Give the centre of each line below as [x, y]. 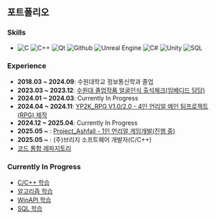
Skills [17, 33]
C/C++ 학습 [33, 183]
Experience [27, 66]
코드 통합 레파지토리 [44, 148]
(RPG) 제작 [32, 115]
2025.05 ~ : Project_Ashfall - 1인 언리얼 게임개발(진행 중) [96, 131]
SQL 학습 [30, 209]
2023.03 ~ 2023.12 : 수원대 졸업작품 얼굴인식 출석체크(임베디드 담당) [111, 90]
